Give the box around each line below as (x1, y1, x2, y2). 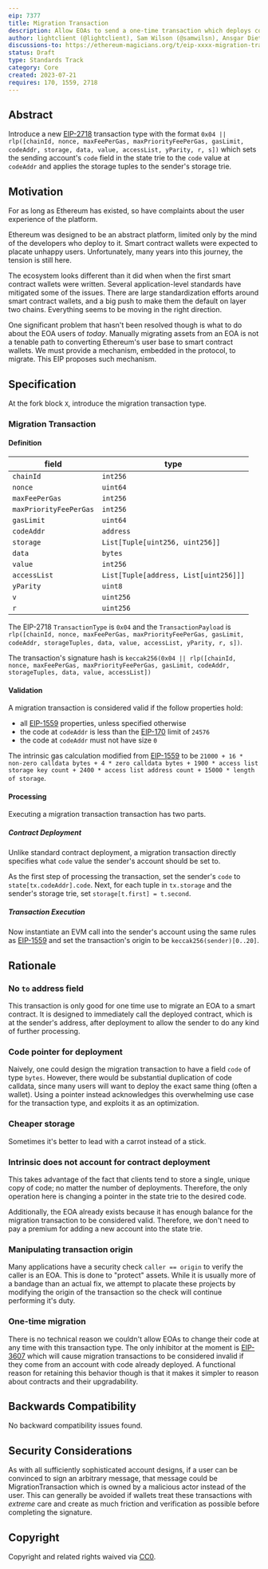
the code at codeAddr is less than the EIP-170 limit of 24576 (19, 727, 210, 737)
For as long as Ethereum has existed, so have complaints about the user (8, 206, 245, 216)
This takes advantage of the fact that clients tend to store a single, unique (8, 1175, 250, 1184)
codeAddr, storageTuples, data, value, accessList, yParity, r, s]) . (8, 638, 243, 648)
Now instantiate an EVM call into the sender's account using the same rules (8, 927, 257, 937)
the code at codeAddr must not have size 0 (19, 735, 158, 745)
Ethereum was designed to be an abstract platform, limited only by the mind (8, 230, 258, 240)
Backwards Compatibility (8, 1399, 137, 1413)
